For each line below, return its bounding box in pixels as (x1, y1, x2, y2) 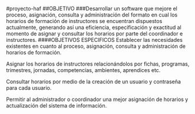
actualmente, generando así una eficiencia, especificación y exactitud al (6, 24, 181, 31)
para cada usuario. (6, 84, 52, 91)
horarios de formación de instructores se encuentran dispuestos (6, 18, 163, 24)
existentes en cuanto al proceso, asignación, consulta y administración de (6, 43, 186, 50)
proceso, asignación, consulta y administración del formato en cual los (6, 11, 178, 18)
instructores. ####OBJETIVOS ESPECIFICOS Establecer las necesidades (6, 37, 183, 43)
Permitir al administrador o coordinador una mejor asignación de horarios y (6, 96, 189, 103)
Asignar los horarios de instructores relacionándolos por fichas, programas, (6, 60, 190, 67)
